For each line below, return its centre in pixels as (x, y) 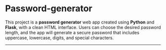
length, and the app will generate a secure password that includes (72, 32)
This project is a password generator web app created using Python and (80, 22)
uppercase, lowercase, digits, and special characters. (60, 38)
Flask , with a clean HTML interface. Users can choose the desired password (83, 27)
